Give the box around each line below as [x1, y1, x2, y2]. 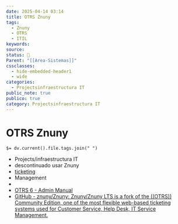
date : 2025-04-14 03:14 [6, 8, 64, 15]
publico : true [6, 95, 41, 101]
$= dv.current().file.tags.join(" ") [6, 146, 98, 151]
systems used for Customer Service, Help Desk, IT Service [14, 205, 156, 212]
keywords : [6, 42, 30, 47]
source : [6, 47, 25, 53]
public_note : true [6, 90, 51, 96]
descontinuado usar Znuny [14, 162, 79, 169]
